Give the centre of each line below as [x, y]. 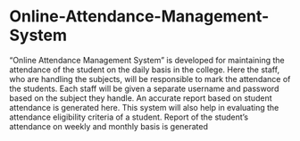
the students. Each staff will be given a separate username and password [144, 88]
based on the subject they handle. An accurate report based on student [141, 98]
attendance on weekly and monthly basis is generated [108, 126]
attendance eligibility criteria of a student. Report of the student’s [129, 117]
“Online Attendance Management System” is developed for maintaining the [147, 60]
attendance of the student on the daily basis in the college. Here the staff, [144, 70]
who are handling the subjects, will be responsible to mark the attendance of [150, 79]
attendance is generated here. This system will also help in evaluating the [144, 107]
